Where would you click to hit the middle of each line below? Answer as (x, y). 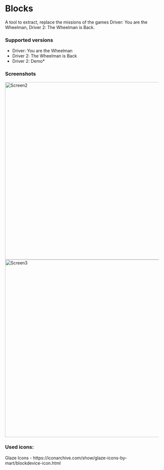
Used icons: (20, 447)
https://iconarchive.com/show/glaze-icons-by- (80, 458)
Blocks (19, 9)
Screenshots (20, 74)
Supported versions (29, 40)
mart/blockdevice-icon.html (33, 463)
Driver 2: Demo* (29, 61)
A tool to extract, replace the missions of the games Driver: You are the (76, 22)
